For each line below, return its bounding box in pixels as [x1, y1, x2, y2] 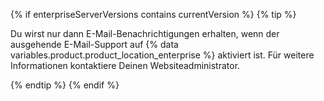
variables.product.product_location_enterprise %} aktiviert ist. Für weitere [10, 49, 315, 61]
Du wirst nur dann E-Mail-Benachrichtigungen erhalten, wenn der [10, 28, 280, 39]
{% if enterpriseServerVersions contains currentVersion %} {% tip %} [10, 9, 297, 20]
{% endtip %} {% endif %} [10, 79, 120, 91]
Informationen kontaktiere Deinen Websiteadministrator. [10, 60, 241, 71]
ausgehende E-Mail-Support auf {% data [10, 39, 179, 50]
